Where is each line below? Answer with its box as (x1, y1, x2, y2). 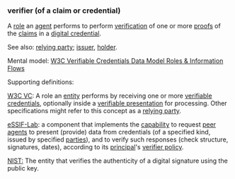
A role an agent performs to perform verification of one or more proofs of (7, 22, 221, 30)
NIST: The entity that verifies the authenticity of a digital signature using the (7, 156, 228, 165)
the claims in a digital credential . (7, 29, 101, 37)
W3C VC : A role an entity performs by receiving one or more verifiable (7, 91, 212, 100)
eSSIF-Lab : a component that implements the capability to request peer (7, 120, 217, 129)
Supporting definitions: (7, 78, 74, 86)
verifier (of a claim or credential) (7, 6, 121, 16)
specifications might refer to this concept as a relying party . (7, 107, 182, 115)
